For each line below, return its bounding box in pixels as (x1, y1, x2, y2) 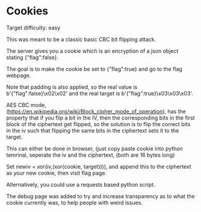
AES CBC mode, (6, 101, 46, 109)
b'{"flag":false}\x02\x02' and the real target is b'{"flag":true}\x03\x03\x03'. (6, 89, 194, 97)
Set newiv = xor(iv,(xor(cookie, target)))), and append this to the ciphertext (6, 163, 191, 170)
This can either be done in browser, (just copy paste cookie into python (6, 145, 184, 152)
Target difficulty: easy (6, 24, 61, 31)
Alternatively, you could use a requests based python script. (6, 181, 155, 188)
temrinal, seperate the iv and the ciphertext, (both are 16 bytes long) (6, 151, 175, 159)
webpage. (6, 71, 31, 79)
